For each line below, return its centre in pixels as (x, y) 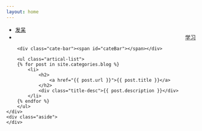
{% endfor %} (33, 101)
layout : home (23, 12)
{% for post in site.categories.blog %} (68, 64)
